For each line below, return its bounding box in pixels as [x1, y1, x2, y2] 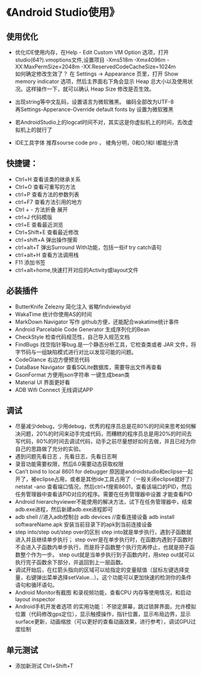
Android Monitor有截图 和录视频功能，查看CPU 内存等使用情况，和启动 [14, 589, 191, 596]
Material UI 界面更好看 [14, 379, 71, 386]
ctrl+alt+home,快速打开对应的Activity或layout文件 [14, 266, 139, 273]
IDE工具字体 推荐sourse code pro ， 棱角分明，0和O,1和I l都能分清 [14, 139, 179, 146]
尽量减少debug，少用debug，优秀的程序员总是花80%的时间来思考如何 [14, 423, 191, 430]
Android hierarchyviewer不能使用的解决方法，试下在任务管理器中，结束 [14, 498, 193, 506]
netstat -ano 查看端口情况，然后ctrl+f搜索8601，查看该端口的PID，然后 [14, 483, 192, 491]
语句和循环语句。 [14, 581, 58, 589]
